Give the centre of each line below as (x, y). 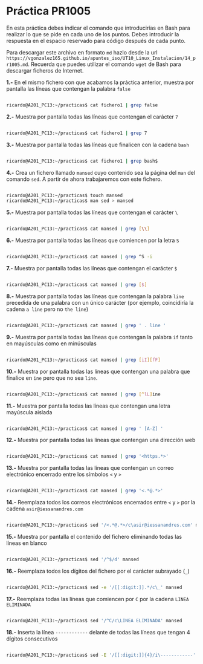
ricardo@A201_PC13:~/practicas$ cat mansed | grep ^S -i (79, 257)
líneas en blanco (27, 543)
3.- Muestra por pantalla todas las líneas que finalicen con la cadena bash (98, 145)
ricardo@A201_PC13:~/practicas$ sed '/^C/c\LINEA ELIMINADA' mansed (94, 620)
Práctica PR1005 (49, 11)
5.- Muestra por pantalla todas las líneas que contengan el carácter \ (92, 212)
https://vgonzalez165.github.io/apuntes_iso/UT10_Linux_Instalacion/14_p (101, 58)
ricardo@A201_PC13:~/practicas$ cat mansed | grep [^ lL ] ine (84, 394)
